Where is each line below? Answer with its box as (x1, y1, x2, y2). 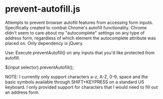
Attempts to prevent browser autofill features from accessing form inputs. (5, 20, 153, 25)
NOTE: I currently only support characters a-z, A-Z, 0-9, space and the (5, 74, 148, 79)
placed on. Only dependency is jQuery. (5, 40, 84, 46)
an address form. (5, 89, 40, 95)
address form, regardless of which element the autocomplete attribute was (5, 35, 156, 41)
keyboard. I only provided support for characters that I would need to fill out (5, 84, 158, 90)
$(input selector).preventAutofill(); (5, 64, 74, 70)
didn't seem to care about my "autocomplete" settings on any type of (5, 30, 145, 36)
